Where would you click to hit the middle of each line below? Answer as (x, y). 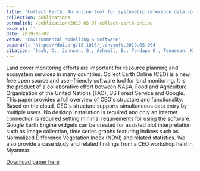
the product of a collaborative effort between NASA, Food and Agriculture (97, 87)
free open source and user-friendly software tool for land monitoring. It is (96, 80)
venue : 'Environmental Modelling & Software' (63, 39)
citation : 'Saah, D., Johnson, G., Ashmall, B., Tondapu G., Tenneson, (97, 51)
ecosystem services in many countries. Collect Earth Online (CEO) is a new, (99, 74)
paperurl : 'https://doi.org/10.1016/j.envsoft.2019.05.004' (82, 45)
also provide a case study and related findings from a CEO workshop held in (100, 143)
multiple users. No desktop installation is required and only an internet (92, 112)
